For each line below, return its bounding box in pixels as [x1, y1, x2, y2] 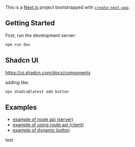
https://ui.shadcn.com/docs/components [5, 69, 91, 75]
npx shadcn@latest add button [5, 89, 69, 94]
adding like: [5, 79, 29, 85]
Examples [5, 103, 37, 112]
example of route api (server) [12, 116, 74, 123]
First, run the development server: [5, 32, 76, 38]
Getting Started [5, 19, 55, 27]
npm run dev [5, 42, 30, 47]
